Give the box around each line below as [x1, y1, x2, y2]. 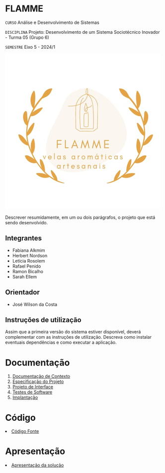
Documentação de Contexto [12, 374, 71, 379]
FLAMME [5, 3, 44, 14]
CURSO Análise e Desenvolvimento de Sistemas [5, 19, 99, 25]
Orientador [5, 288, 40, 296]
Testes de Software [12, 389, 53, 395]
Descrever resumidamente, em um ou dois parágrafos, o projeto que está [5, 214, 156, 220]
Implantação [12, 394, 38, 400]
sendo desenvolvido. [5, 219, 48, 225]
